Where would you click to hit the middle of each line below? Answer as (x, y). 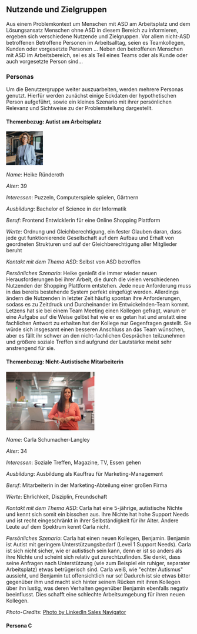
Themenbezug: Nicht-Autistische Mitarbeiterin (65, 362)
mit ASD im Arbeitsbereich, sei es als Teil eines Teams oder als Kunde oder (97, 55)
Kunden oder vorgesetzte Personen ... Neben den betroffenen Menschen (95, 49)
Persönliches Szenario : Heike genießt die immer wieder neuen (81, 273)
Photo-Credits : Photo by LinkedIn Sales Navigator (66, 612)
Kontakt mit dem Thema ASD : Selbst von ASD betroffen (74, 262)
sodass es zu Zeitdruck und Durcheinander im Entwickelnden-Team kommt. (98, 305)
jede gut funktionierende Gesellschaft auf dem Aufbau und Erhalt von (90, 238)
